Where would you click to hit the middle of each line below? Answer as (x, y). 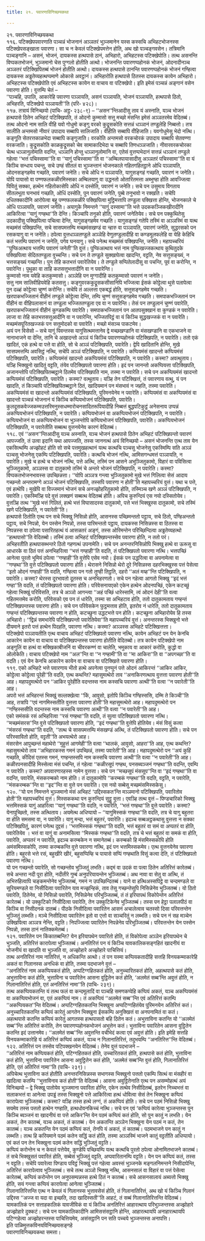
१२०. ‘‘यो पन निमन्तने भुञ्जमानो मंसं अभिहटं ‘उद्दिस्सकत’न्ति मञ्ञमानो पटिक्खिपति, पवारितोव (94, 791)
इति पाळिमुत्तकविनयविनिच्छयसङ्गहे (40, 1225)
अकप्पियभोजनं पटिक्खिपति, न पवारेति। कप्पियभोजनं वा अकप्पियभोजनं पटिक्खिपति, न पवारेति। (96, 413)
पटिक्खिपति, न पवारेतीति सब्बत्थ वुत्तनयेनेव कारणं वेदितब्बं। (62, 427)
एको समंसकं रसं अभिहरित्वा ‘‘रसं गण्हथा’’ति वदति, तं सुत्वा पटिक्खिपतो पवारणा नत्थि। (88, 716)
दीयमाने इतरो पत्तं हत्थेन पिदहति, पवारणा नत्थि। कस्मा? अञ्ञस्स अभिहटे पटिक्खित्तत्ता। (89, 626)
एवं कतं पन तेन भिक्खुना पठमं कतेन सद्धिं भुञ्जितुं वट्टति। (59, 1143)
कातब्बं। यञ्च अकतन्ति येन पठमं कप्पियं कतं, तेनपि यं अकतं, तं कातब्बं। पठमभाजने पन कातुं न (96, 1128)
